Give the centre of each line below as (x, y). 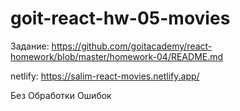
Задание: (30, 46)
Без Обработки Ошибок (61, 95)
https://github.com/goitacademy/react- (132, 46)
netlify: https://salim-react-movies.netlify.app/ (105, 76)
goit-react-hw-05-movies (120, 18)
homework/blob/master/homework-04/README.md (117, 56)
